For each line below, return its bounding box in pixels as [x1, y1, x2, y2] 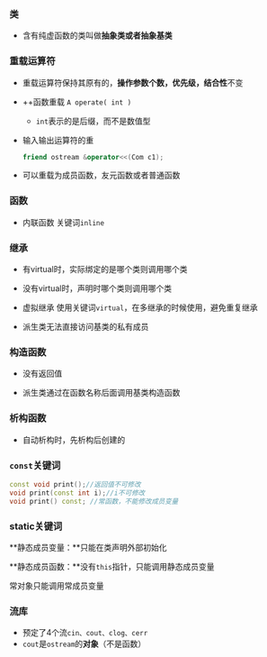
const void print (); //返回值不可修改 [9, 479, 141, 488]
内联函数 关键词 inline [22, 216, 105, 227]
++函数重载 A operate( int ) [22, 96, 132, 107]
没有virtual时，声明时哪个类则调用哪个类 [22, 283, 173, 294]
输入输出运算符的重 [22, 134, 94, 145]
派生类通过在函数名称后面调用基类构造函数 [22, 388, 181, 398]
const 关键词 [9, 459, 61, 471]
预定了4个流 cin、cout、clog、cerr [22, 627, 148, 638]
